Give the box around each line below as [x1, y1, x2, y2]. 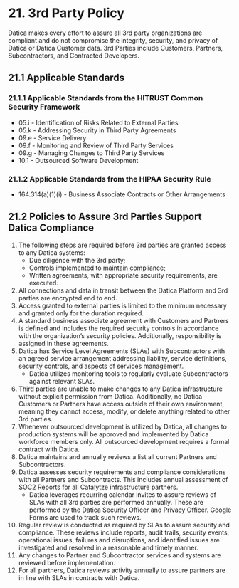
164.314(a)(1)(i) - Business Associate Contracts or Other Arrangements [18, 190, 226, 199]
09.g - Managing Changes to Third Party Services [18, 148, 165, 157]
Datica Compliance [8, 222, 95, 234]
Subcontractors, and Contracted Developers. [8, 51, 139, 60]
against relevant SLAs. [28, 377, 95, 385]
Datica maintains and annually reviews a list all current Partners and [18, 452, 218, 461]
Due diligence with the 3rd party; [28, 256, 126, 264]
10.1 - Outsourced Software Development [18, 156, 139, 164]
